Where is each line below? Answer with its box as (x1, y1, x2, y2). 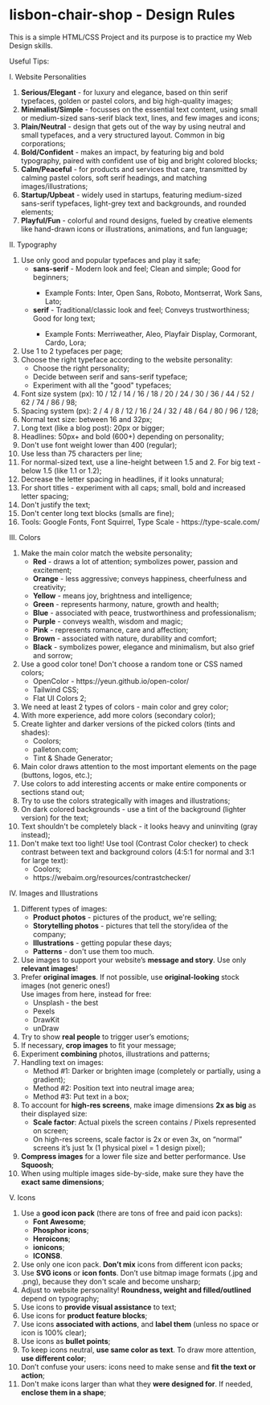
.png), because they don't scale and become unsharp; (20, 1276, 201, 1286)
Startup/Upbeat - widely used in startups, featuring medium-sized (20, 190, 243, 199)
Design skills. (9, 40, 53, 50)
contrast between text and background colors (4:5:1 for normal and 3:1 (20, 846, 255, 857)
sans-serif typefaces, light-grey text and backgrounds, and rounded (20, 199, 247, 208)
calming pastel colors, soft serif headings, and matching (20, 173, 207, 182)
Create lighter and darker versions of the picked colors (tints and (20, 719, 235, 728)
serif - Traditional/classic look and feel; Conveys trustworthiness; (32, 305, 250, 314)
